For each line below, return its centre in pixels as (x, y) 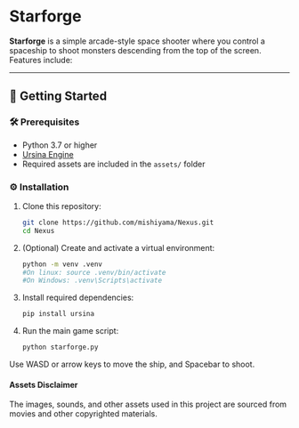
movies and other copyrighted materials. (83, 414)
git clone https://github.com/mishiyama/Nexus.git (118, 222)
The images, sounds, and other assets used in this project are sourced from (148, 404)
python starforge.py (60, 347)
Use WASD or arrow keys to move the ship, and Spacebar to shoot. (132, 364)
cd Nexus (38, 230)
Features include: (41, 60)
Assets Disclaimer (44, 384)
